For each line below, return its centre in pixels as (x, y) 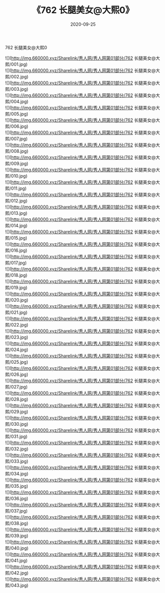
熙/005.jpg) (17, 114)
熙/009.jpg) (17, 163)
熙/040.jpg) (17, 548)
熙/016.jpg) (16, 250)
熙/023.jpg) (17, 337)
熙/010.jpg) (16, 176)
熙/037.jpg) (17, 511)
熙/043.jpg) (17, 585)
